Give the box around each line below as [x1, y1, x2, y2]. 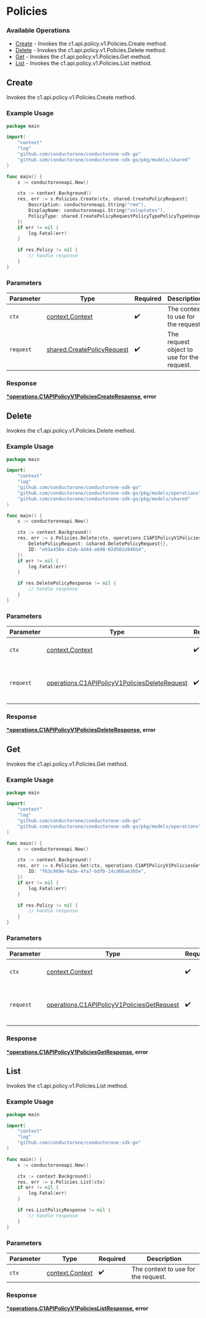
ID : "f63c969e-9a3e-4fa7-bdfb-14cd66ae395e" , [28, 869, 147, 875]
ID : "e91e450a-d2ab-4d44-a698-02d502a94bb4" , [28, 546, 147, 552]
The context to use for [131, 1265, 196, 1273]
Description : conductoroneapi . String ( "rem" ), [28, 202, 147, 208]
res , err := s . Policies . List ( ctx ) [17, 1179, 105, 1185]
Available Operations [6, 26, 71, 35]
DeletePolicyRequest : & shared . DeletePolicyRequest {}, [28, 541, 169, 547]
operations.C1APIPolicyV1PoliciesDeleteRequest [46, 679, 188, 687]
